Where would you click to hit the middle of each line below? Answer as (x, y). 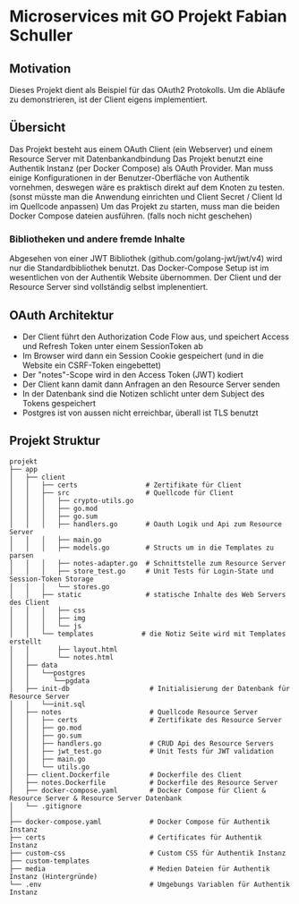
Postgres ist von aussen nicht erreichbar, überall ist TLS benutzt (140, 413)
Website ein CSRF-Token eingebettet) (91, 365)
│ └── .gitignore (46, 806)
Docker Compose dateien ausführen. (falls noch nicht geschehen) (131, 216)
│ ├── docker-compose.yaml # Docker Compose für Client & (138, 790)
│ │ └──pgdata (50, 681)
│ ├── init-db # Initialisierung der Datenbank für (150, 688)
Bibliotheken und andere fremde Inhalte (97, 239)
